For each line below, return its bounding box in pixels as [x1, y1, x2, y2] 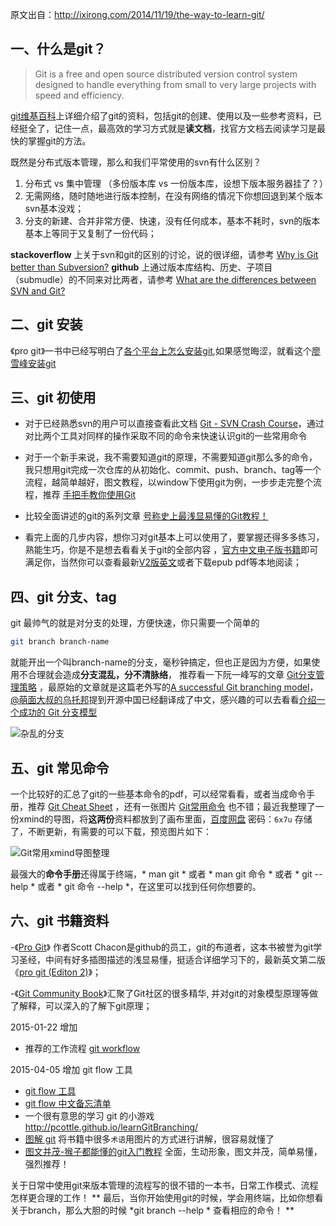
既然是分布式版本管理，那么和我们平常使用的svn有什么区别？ [10, 156, 262, 168]
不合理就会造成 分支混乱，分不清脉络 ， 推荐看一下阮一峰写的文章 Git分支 [18, 669, 317, 681]
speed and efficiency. [34, 89, 125, 101]
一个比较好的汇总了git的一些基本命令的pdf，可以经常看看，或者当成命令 [10, 788, 307, 800]
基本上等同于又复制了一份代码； [24, 227, 157, 239]
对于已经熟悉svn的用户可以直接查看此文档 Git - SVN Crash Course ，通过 [24, 418, 325, 430]
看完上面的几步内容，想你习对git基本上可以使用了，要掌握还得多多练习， [24, 531, 325, 543]
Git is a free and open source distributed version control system [34, 68, 298, 80]
